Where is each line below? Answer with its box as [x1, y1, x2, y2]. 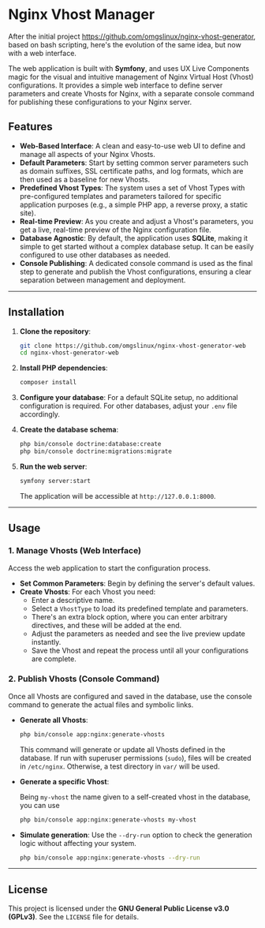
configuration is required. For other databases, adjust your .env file [19, 401, 238, 411]
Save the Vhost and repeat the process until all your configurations [31, 645, 249, 655]
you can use [19, 800, 61, 810]
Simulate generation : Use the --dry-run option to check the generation [19, 830, 252, 840]
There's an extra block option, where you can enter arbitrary [31, 612, 228, 621]
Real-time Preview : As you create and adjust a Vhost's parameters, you [19, 216, 254, 226]
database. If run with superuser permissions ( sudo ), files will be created [19, 753, 252, 762]
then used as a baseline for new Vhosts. [19, 174, 151, 184]
